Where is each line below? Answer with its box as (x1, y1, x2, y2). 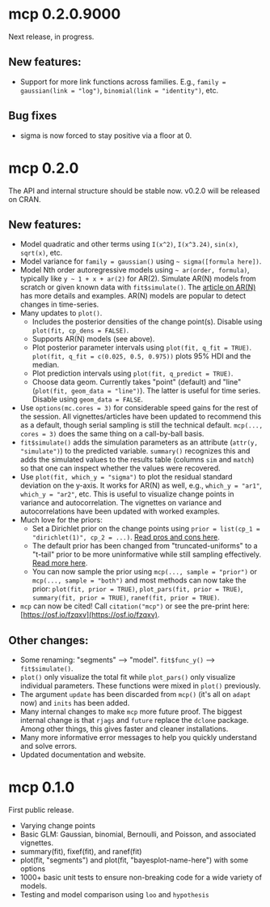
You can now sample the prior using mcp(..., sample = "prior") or (32, 567, 257, 577)
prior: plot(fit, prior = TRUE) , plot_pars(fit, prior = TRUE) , (32, 584, 243, 594)
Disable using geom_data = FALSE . (32, 394, 144, 404)
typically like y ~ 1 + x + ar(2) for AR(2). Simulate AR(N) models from (19, 273, 256, 284)
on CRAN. (8, 194, 42, 204)
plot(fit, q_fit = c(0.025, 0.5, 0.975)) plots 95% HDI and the (32, 351, 251, 361)
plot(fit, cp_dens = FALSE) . (32, 325, 129, 335)
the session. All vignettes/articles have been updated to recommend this (19, 411, 262, 422)
